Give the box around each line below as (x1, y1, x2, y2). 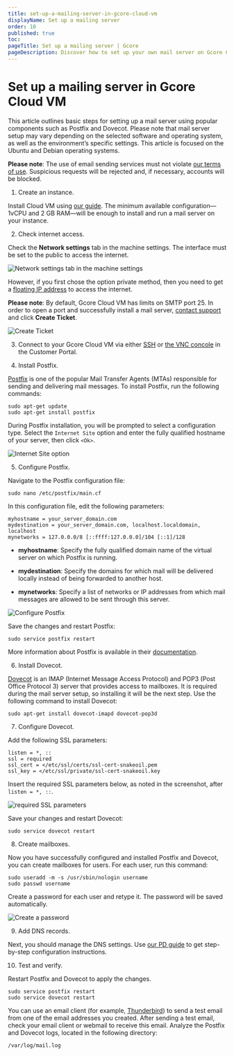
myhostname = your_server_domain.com (8, 515, 117, 522)
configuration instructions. (31, 947, 107, 956)
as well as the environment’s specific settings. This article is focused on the (8, 138, 224, 147)
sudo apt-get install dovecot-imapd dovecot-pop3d (8, 710, 158, 717)
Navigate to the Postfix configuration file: (8, 476, 126, 484)
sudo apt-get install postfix (8, 408, 96, 416)
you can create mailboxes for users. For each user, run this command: (8, 861, 208, 869)
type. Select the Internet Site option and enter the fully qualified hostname (8, 429, 226, 437)
